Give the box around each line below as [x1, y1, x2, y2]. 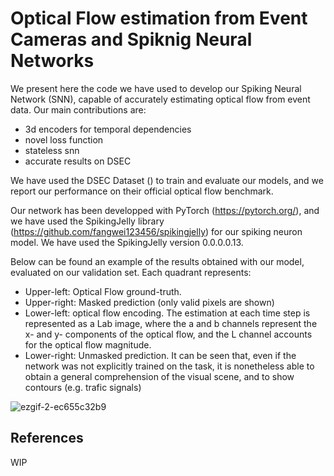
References [10, 430, 84, 447]
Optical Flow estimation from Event [10, 7, 308, 30]
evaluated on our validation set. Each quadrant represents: [10, 266, 252, 278]
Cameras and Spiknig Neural [10, 28, 253, 51]
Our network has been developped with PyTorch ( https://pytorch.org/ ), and [10, 204, 320, 216]
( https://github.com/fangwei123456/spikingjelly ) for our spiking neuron [10, 225, 303, 237]
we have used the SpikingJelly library [10, 215, 165, 227]
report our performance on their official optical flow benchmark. [10, 185, 274, 197]
